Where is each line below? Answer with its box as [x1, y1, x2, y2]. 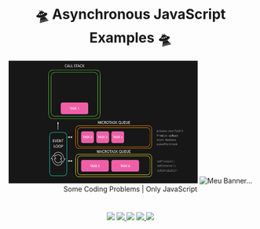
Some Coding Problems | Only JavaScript [63, 184, 198, 194]
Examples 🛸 [89, 29, 172, 47]
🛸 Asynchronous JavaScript [35, 5, 226, 24]
